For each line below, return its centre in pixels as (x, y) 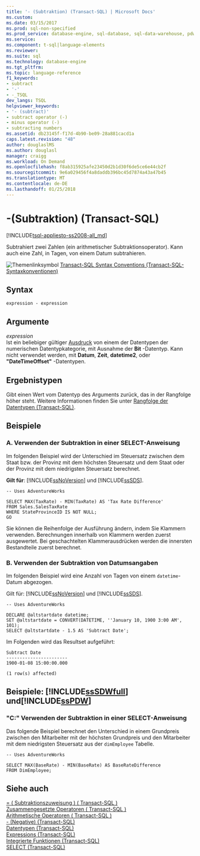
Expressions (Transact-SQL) (41, 835)
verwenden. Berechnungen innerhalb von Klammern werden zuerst (88, 534)
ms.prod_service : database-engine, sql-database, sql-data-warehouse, (96, 34)
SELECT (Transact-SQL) (36, 847)
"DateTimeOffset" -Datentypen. (46, 361)
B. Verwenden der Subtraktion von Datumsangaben (82, 563)
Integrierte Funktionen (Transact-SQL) (53, 841)
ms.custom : (20, 17)
